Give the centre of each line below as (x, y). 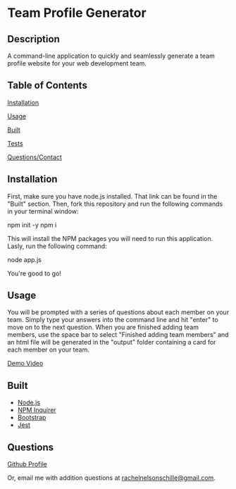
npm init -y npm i (32, 225)
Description (33, 39)
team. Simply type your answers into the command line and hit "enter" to (113, 320)
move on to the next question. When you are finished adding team (103, 327)
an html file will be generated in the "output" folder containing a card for (112, 342)
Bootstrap (32, 418)
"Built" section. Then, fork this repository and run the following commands (115, 204)
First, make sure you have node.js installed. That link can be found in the (112, 196)
